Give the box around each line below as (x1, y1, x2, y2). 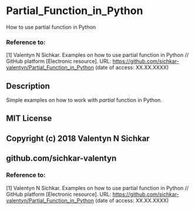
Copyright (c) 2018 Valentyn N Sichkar (6, 133, 150, 143)
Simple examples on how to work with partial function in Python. (6, 97, 163, 104)
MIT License (6, 113, 52, 124)
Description (6, 81, 50, 91)
